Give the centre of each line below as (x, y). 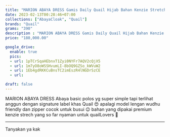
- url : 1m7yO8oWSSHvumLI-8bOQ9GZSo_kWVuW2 (55, 66)
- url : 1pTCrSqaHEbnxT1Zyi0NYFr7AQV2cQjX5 (55, 61)
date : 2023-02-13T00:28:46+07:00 (40, 15)
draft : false (19, 84)
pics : (16, 56)
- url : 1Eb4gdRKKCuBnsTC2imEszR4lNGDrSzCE (55, 71)
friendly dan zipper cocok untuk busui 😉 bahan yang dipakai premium (79, 109)
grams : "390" (19, 29)
